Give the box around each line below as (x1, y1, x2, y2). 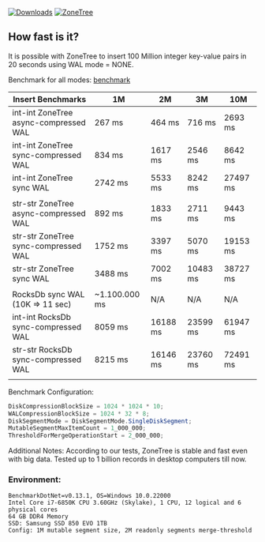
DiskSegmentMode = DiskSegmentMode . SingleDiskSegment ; (8, 417, 192, 425)
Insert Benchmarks (13, 93, 87, 104)
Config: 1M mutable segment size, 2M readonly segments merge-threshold (8, 526, 252, 535)
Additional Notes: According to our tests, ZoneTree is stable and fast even (8, 446, 248, 456)
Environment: (8, 474, 62, 485)
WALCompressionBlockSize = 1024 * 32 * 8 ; (8, 409, 150, 418)
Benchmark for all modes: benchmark (8, 75, 131, 85)
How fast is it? (8, 30, 80, 43)
